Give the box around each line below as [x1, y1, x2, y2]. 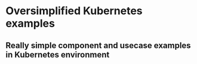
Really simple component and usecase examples [5, 40, 192, 50]
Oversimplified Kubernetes [5, 4, 143, 18]
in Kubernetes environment [5, 49, 110, 60]
